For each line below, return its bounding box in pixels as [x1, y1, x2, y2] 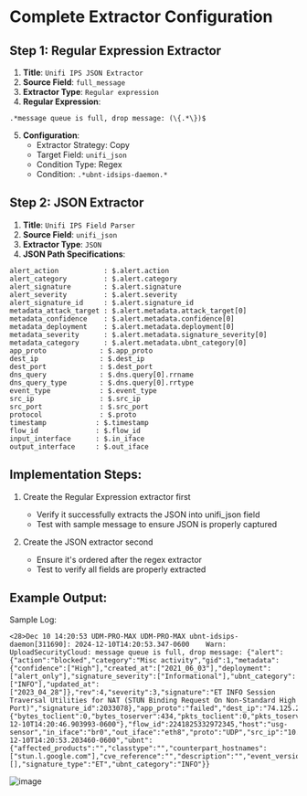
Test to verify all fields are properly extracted [36, 564, 206, 575]
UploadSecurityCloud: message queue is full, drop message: [9, 648, 244, 657]
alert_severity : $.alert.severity [9, 290, 178, 299]
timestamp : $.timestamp [9, 418, 149, 427]
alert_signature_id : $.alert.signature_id [9, 298, 195, 307]
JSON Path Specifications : [22, 249, 126, 260]
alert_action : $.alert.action [9, 266, 170, 275]
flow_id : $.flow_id [9, 426, 142, 435]
